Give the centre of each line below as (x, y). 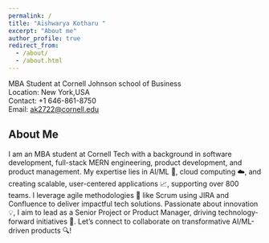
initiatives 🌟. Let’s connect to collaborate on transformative (133, 221)
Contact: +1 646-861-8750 (52, 101)
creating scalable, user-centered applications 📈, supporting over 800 (124, 183)
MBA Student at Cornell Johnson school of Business (95, 83)
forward (21, 221)
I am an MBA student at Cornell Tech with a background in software (120, 154)
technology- (238, 212)
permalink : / (30, 16)
